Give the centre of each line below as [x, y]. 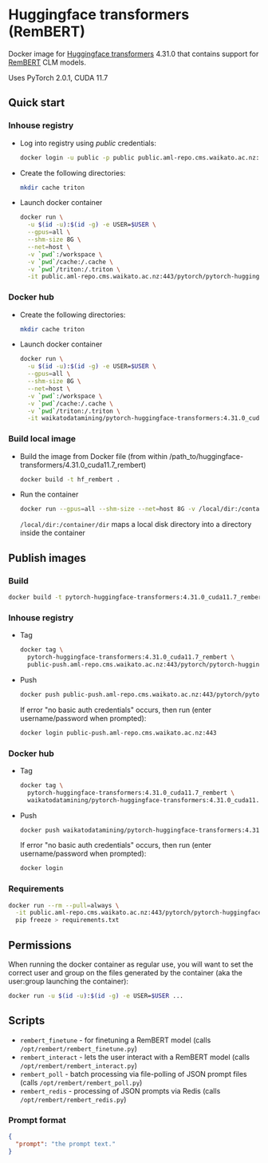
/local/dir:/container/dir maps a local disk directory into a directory [136, 524]
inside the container [53, 533]
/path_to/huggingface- [207, 456]
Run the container [49, 494]
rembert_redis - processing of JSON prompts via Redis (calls [120, 1090]
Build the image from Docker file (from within [94, 456]
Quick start [37, 103]
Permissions [40, 945]
